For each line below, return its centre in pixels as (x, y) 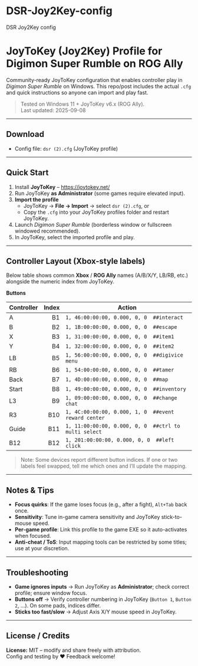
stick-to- (172, 517)
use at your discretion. (42, 549)
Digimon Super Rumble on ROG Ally (95, 64)
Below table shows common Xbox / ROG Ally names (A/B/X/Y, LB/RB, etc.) (97, 275)
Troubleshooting (37, 572)
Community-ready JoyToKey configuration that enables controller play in (94, 80)
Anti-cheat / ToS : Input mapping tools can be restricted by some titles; (100, 542)
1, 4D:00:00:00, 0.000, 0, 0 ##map (117, 380)
